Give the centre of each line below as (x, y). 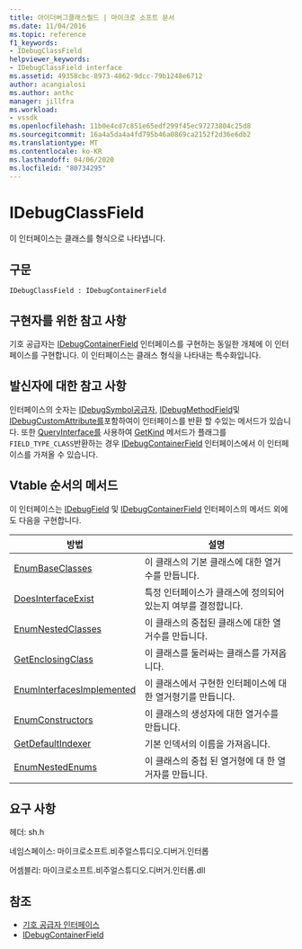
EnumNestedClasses (58, 628)
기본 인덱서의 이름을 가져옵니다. (208, 744)
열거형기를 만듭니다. (195, 696)
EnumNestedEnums (55, 767)
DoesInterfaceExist (54, 599)
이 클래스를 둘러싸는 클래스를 (202, 652)
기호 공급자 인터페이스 (61, 925)
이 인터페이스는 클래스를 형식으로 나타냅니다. (88, 238)
